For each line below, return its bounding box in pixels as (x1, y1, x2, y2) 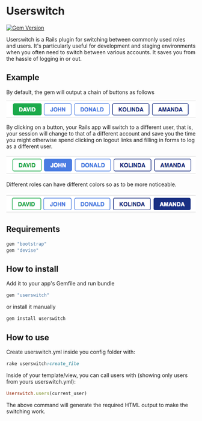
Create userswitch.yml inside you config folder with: (6, 348, 135, 355)
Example (6, 72, 40, 83)
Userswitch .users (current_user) (6, 390, 87, 396)
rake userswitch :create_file (6, 360, 79, 367)
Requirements (6, 224, 60, 234)
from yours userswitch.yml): (6, 378, 76, 385)
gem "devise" (6, 247, 39, 254)
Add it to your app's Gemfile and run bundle (6, 280, 115, 287)
